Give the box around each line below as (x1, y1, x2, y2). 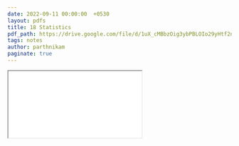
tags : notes (7, 37, 43, 44)
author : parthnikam (7, 43, 65, 51)
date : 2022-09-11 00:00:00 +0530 (7, 10, 110, 18)
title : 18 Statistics (7, 24, 72, 31)
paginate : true (7, 51, 53, 58)
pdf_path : (7, 30, 37, 38)
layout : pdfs (7, 17, 46, 24)
